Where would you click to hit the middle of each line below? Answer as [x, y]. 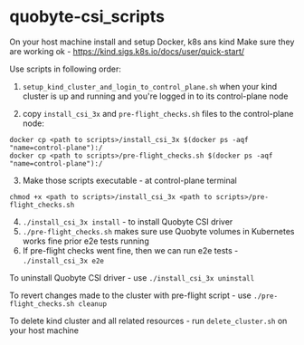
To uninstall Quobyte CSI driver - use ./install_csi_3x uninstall [132, 277]
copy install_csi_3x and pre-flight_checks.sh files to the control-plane [158, 113]
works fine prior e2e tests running [85, 241]
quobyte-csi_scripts [87, 17]
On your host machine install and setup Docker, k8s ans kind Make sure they [152, 42]
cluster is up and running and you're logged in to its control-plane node [155, 96]
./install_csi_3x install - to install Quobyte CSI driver [128, 221]
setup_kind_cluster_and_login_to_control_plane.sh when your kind [150, 86]
